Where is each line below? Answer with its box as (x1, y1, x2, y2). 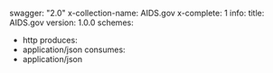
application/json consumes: (22, 44, 126, 55)
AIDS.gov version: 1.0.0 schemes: (9, 17, 134, 28)
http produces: (22, 35, 79, 45)
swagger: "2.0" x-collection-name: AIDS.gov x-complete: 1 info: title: (9, 8, 265, 18)
